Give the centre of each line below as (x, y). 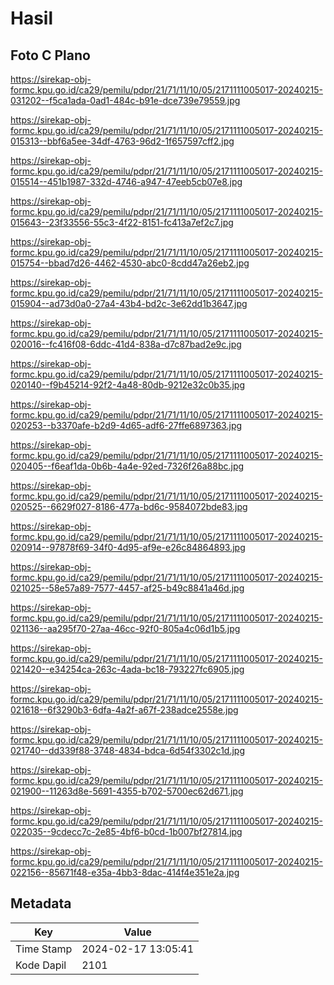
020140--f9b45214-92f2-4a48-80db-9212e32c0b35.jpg (128, 385)
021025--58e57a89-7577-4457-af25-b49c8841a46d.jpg (127, 588)
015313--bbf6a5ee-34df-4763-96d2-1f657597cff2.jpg (122, 141)
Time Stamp (44, 949)
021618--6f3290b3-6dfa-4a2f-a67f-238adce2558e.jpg (124, 710)
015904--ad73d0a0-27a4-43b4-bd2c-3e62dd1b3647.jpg (129, 303)
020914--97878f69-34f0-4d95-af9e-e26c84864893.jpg (128, 547)
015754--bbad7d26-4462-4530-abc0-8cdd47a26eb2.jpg (130, 263)
